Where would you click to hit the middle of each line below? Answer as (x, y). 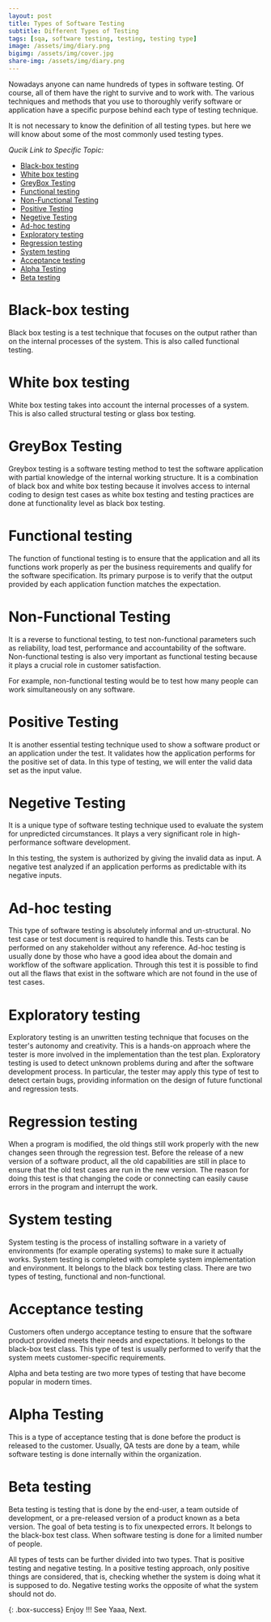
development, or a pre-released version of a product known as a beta (124, 1518)
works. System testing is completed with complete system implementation (132, 1259)
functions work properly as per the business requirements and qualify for (130, 567)
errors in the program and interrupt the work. (83, 1187)
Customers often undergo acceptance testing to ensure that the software (130, 1332)
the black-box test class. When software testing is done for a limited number (135, 1535)
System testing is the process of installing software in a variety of (117, 1242)
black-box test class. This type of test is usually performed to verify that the (135, 1349)
